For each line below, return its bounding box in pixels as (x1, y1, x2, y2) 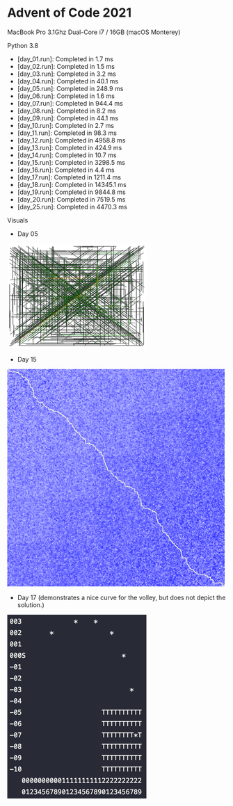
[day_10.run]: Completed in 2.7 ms (17, 121, 115, 129)
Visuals (7, 216, 29, 224)
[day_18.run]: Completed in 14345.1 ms (17, 180, 127, 188)
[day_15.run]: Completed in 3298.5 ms (17, 158, 125, 166)
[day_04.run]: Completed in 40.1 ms (17, 76, 119, 85)
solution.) (17, 600, 45, 609)
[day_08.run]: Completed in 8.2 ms (17, 106, 116, 115)
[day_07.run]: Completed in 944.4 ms (17, 99, 123, 107)
